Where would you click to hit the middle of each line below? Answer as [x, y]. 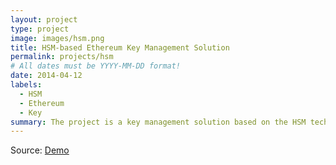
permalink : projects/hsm [62, 57]
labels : [26, 85]
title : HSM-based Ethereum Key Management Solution [120, 47]
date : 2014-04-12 [46, 76]
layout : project [44, 19]
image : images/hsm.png [57, 38]
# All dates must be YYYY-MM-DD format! [96, 66]
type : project [40, 29]
